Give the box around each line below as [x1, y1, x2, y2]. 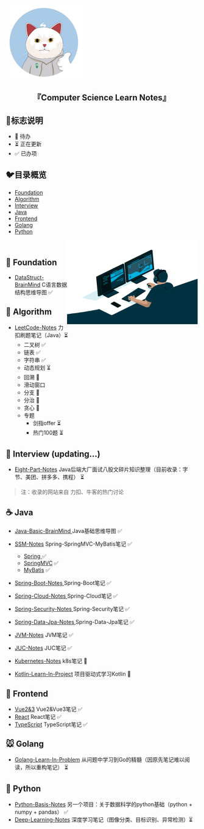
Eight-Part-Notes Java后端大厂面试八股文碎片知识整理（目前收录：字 [14, 466, 188, 473]
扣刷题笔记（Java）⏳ [14, 331, 68, 338]
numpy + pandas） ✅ [14, 808, 69, 816]
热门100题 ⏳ [32, 429, 63, 436]
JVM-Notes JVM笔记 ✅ [14, 631, 74, 639]
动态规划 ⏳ [23, 363, 51, 371]
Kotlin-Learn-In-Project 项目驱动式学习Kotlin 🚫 [14, 671, 132, 678]
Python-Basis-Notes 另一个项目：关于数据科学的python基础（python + [14, 800, 193, 808]
